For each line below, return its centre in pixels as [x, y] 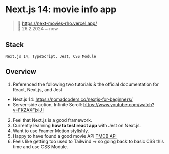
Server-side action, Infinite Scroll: [47, 104]
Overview [21, 72]
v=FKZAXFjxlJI [28, 110]
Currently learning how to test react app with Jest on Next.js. [76, 125]
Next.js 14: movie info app [61, 9]
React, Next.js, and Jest [37, 89]
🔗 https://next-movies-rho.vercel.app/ [57, 23]
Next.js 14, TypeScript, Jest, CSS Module [51, 56]
